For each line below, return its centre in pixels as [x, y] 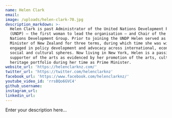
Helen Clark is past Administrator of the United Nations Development [87, 29]
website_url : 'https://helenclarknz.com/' [51, 67]
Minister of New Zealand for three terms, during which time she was [85, 43]
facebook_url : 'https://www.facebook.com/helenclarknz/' [67, 77]
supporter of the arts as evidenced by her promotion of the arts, [83, 57]
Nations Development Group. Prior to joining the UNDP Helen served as [88, 39]
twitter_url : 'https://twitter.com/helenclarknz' [59, 72]
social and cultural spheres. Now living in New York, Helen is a [82, 53]
